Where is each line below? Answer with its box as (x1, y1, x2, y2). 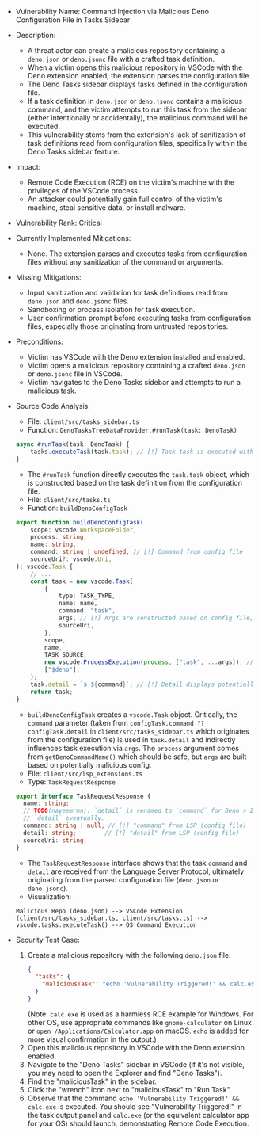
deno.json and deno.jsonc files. (27, 296, 129, 306)
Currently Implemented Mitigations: (15, 234, 131, 242)
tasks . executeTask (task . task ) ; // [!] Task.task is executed (30, 448, 236, 456)
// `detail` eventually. (23, 814, 105, 822)
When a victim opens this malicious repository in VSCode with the (27, 63, 243, 72)
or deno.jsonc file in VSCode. (27, 369, 123, 379)
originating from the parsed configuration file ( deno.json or (27, 875, 220, 884)
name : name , (58, 600, 98, 608)
